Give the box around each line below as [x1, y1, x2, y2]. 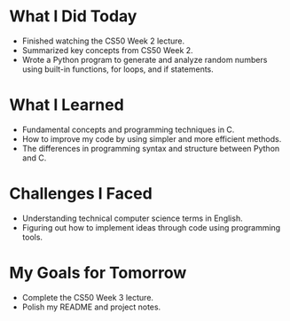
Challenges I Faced [9, 184, 153, 204]
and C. [21, 153, 47, 163]
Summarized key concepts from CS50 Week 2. [21, 44, 193, 55]
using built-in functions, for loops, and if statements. [21, 64, 215, 74]
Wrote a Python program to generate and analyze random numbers [21, 54, 268, 65]
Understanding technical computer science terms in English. [21, 213, 243, 223]
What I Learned [9, 95, 124, 115]
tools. [21, 231, 43, 242]
